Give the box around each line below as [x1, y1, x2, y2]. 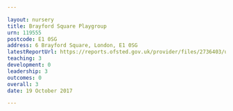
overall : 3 [7, 80, 39, 87]
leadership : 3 [7, 67, 49, 75]
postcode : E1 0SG [7, 35, 58, 42]
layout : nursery [7, 16, 54, 23]
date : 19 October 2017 [7, 87, 73, 94]
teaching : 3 [7, 55, 42, 62]
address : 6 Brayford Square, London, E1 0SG [7, 42, 138, 49]
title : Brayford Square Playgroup [7, 22, 107, 30]
